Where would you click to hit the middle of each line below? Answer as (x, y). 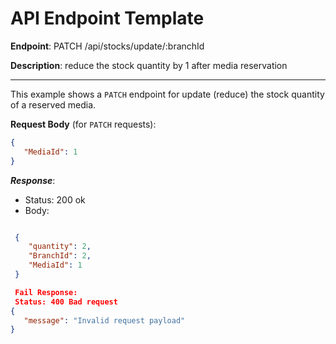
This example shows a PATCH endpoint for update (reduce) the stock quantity (167, 94)
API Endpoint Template (107, 18)
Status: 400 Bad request (66, 302)
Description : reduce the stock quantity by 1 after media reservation (149, 65)
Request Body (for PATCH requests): (83, 124)
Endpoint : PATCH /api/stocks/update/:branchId (107, 46)
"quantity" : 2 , (60, 247)
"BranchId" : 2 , (60, 256)
